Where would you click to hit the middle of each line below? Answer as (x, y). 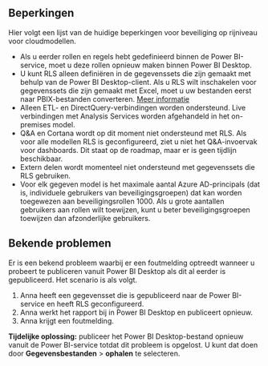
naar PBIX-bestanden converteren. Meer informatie (105, 99)
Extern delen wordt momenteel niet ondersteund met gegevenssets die (137, 167)
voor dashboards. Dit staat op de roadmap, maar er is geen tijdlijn (128, 150)
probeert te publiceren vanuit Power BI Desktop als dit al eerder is (117, 271)
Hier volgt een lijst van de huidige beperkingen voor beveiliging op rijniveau (133, 32)
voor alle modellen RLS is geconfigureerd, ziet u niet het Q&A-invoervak (139, 141)
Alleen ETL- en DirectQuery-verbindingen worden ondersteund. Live (133, 107)
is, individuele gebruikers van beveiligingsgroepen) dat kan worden (131, 192)
